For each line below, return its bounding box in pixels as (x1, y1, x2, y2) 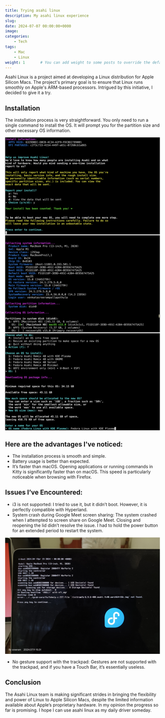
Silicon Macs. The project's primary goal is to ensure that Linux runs (5, 79, 143, 85)
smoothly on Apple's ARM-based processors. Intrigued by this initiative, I (5, 84, 153, 91)
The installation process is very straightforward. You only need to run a (5, 117, 149, 123)
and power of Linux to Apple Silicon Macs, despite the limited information (5, 696, 153, 702)
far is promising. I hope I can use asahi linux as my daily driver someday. (5, 707, 152, 713)
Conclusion (5, 678, 41, 687)
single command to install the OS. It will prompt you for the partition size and (5, 122, 160, 128)
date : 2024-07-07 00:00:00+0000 (5, 24, 71, 29)
